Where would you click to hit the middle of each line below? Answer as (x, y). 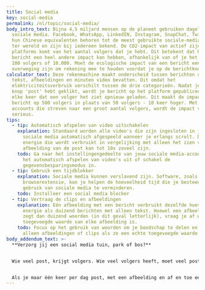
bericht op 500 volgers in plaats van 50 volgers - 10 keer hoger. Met (105, 103)
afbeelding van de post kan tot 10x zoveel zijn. (87, 148)
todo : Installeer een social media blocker (74, 194)
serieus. (23, 114)
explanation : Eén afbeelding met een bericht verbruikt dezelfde (102, 205)
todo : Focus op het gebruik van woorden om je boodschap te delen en (108, 228)
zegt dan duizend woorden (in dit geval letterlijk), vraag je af (109, 216)
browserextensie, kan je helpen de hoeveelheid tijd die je (100, 183)
